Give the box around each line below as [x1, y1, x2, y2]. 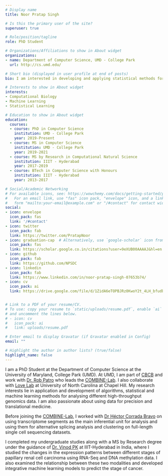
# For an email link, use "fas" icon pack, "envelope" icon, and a [5, 196, 153, 201]
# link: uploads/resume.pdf [5, 325, 68, 330]
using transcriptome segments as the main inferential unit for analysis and [5, 418, 157, 425]
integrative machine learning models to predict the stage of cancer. [5, 465, 144, 471]
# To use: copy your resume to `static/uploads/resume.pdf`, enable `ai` [5, 307, 162, 312]
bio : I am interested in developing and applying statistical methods [5, 76, 155, 81]
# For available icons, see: [5, 191, 66, 196]
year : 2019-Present [14, 136, 55, 141]
